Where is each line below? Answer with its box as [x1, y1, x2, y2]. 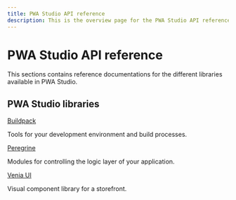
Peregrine [7, 144, 37, 152]
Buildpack [7, 116, 37, 125]
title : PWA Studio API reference [7, 10, 105, 18]
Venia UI [7, 171, 32, 180]
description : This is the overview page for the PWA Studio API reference [7, 17, 231, 24]
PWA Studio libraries [7, 98, 100, 109]
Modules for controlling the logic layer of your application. [7, 157, 175, 166]
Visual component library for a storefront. [7, 185, 127, 193]
